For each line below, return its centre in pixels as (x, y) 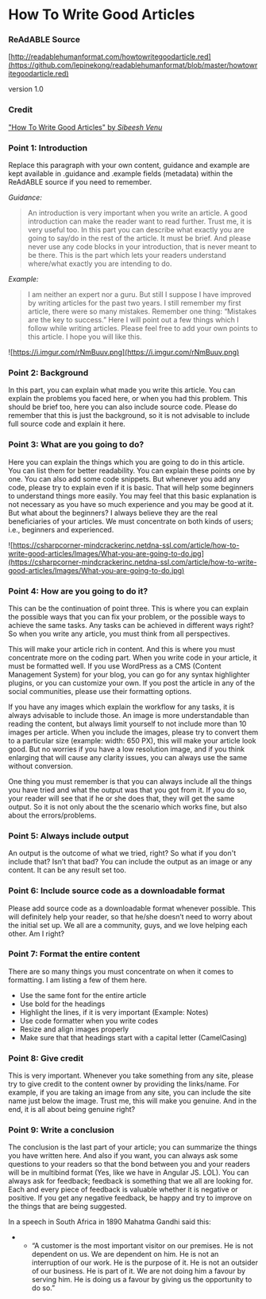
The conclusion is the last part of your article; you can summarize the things (133, 1147)
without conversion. (40, 766)
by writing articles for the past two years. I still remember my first (134, 303)
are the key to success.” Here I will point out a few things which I (133, 320)
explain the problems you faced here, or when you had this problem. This (128, 399)
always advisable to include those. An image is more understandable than (129, 715)
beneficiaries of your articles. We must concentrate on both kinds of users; (131, 521)
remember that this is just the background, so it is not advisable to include (129, 415)
